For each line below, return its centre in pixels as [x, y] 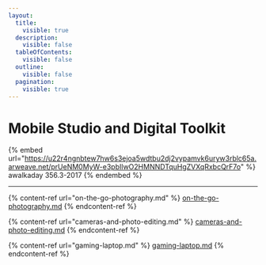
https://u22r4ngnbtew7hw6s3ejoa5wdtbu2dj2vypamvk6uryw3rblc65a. [141, 158]
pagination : [35, 81]
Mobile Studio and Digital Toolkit [117, 128]
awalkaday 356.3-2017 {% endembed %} [75, 176]
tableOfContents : [44, 52]
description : [37, 38]
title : [26, 23]
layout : [21, 15]
